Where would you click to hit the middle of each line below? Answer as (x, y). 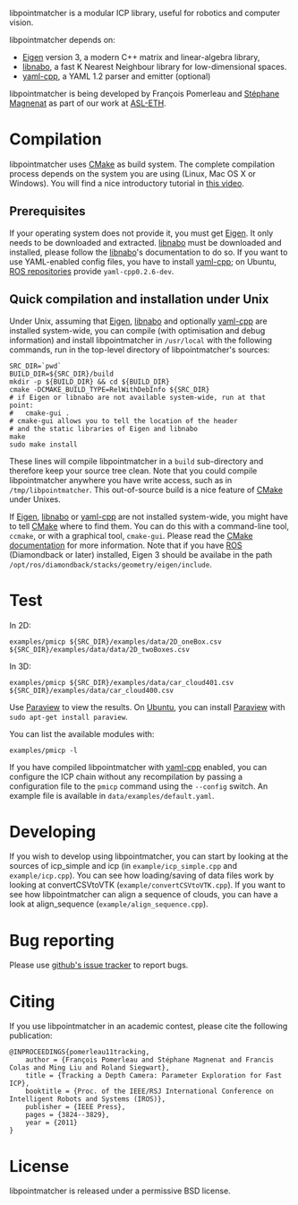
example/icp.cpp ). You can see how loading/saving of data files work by (142, 876)
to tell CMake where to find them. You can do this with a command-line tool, (149, 526)
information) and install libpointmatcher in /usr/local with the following (141, 340)
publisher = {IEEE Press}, (76, 1107)
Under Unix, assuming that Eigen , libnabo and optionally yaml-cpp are (138, 321)
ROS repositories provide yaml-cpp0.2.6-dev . (92, 271)
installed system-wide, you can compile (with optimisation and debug (137, 330)
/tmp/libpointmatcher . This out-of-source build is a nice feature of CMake (146, 490)
